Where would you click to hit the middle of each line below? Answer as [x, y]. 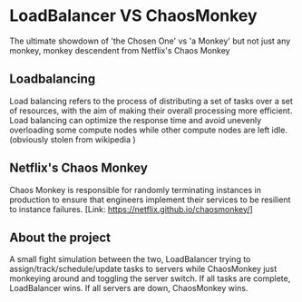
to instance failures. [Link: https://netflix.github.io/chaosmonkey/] [132, 209]
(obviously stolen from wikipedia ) [73, 139]
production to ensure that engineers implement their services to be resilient [150, 200]
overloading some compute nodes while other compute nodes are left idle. [149, 130]
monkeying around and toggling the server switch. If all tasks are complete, [150, 278]
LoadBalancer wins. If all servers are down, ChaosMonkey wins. [129, 288]
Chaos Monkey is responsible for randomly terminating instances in [135, 190]
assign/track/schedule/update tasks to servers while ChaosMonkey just [143, 269]
